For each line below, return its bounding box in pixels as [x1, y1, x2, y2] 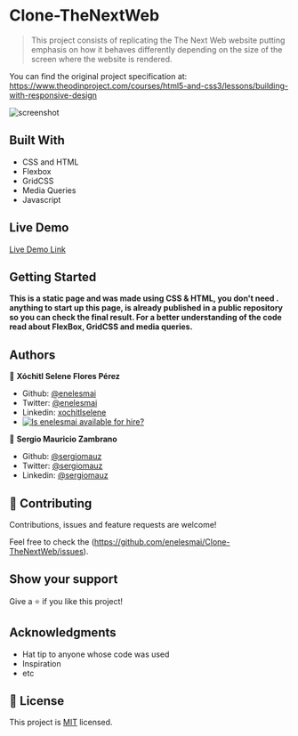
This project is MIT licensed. [9, 717, 113, 728]
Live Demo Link [9, 244, 67, 255]
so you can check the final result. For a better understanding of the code [9, 312, 282, 323]
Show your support [9, 571, 118, 587]
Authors [9, 347, 56, 362]
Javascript [21, 194, 61, 205]
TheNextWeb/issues [9, 546, 85, 556]
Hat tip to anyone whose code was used [21, 649, 170, 659]
